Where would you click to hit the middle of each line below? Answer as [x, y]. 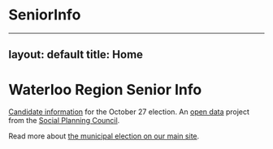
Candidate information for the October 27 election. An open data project [129, 112]
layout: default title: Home [76, 55]
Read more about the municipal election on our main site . [104, 136]
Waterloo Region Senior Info [105, 89]
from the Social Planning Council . [64, 121]
